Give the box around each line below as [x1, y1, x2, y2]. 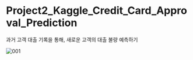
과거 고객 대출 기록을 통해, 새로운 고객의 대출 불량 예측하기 [6, 36, 138, 43]
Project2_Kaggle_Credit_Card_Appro [6, 4, 188, 17]
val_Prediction [6, 16, 78, 29]
